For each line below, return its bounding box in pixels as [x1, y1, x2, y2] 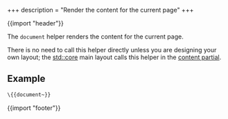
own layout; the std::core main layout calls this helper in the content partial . [7, 53, 222, 61]
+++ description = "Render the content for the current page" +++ [7, 6, 194, 14]
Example [7, 73, 46, 85]
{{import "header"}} [7, 19, 64, 27]
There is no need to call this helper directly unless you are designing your [7, 46, 217, 54]
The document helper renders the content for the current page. [7, 32, 184, 41]
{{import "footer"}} [7, 103, 61, 112]
